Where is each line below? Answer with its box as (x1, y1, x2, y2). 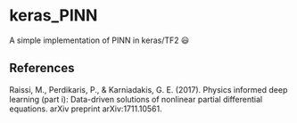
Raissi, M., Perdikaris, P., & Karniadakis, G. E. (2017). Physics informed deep (9, 84, 288, 94)
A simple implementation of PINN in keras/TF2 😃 (9, 35, 190, 45)
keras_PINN (9, 5, 98, 26)
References (9, 61, 75, 76)
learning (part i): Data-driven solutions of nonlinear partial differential (9, 94, 263, 104)
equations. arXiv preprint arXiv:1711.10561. (9, 103, 162, 114)
